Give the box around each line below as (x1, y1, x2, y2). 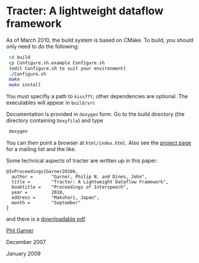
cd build (8, 54, 31, 60)
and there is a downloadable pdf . (6, 215, 87, 223)
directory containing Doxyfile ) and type (6, 117, 103, 124)
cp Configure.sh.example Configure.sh (8, 60, 105, 66)
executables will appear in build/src (6, 99, 96, 107)
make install (8, 82, 42, 88)
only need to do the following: (6, 43, 79, 50)
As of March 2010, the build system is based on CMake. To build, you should (6, 36, 194, 43)
